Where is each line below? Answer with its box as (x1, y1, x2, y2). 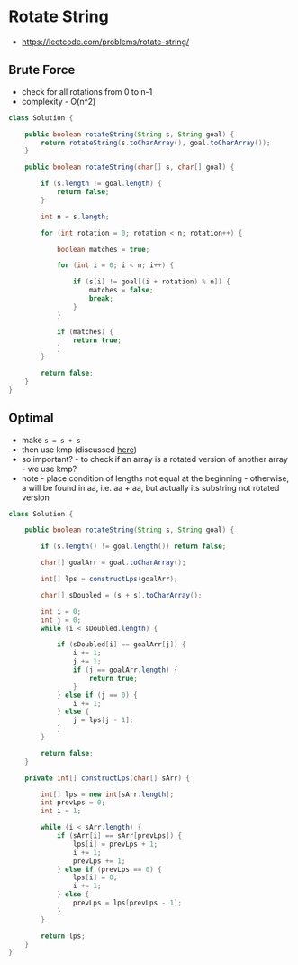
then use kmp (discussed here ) (21, 444, 137, 455)
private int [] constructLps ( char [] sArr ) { (24, 774, 191, 783)
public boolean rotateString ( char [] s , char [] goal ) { (24, 162, 235, 172)
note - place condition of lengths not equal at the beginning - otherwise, (21, 472, 290, 484)
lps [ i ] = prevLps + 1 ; (72, 840, 158, 849)
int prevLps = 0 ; (41, 798, 105, 807)
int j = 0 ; (41, 616, 82, 625)
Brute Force (8, 62, 76, 78)
